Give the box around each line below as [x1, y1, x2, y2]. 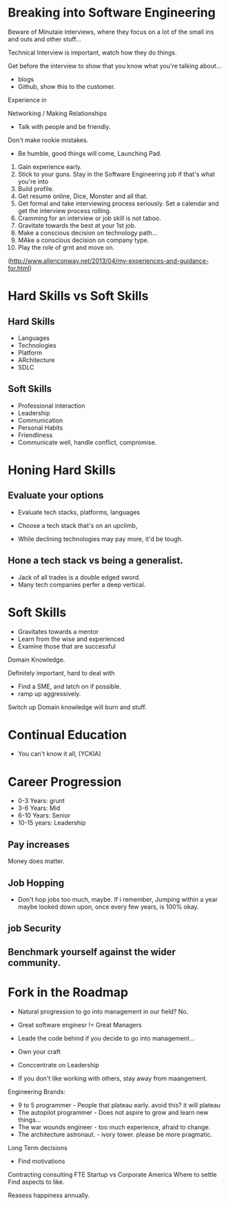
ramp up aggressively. [17, 689, 81, 698]
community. [8, 957, 61, 969]
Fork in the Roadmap [8, 985, 129, 1000]
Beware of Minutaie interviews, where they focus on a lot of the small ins [8, 28, 214, 36]
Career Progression [8, 774, 122, 789]
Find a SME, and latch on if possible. [17, 682, 122, 691]
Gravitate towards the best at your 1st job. [17, 221, 136, 229]
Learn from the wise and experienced [17, 635, 125, 643]
